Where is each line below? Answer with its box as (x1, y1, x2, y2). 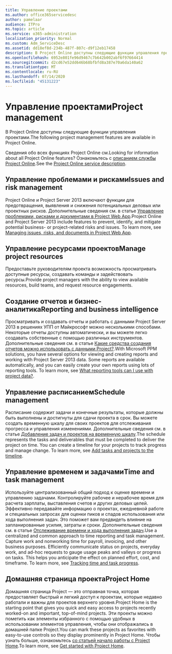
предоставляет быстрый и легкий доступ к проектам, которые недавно (5, 594, 162, 600)
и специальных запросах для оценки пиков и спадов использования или (5, 511, 165, 517)
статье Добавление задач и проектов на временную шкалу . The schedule (5, 431, 166, 437)
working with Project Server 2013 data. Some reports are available (5, 357, 145, 363)
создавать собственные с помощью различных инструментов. (5, 335, 143, 341)
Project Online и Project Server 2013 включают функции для (5, 197, 135, 203)
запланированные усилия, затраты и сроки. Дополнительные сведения (5, 521, 162, 528)
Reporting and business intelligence (40, 305, 159, 314)
